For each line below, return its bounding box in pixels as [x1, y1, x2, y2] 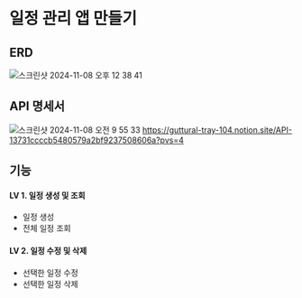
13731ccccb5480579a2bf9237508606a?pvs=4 [9, 135, 185, 145]
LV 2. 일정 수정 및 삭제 [9, 246, 87, 256]
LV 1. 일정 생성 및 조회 [9, 190, 86, 200]
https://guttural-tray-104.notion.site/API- [142, 124, 293, 135]
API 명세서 [9, 98, 66, 114]
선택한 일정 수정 [22, 267, 78, 278]
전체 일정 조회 [22, 223, 71, 234]
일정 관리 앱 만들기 [9, 8, 137, 29]
